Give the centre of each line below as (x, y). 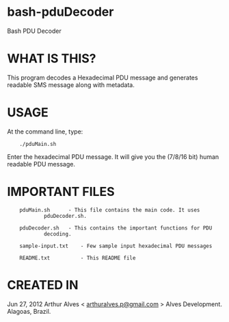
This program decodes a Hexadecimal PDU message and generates (103, 77)
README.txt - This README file (78, 258)
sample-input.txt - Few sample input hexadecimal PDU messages (116, 246)
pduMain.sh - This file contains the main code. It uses (110, 210)
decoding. (57, 234)
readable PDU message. (41, 164)
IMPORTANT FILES (61, 192)
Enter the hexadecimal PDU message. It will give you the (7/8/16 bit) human (113, 157)
